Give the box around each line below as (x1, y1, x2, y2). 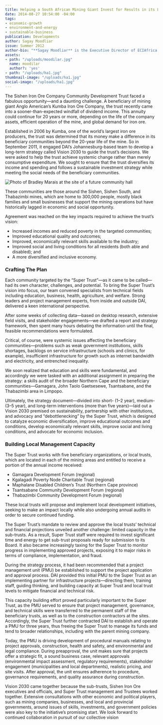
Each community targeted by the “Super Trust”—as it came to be (5, 277, 135, 283)
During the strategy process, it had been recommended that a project (5, 562, 144, 568)
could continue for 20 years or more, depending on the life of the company (5, 113, 155, 119)
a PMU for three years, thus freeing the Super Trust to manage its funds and (5, 623, 157, 629)
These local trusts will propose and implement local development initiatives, (5, 502, 156, 508)
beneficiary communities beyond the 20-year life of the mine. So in (5, 138, 139, 144)
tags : (5, 16, 16, 21)
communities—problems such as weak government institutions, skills (5, 342, 143, 348)
